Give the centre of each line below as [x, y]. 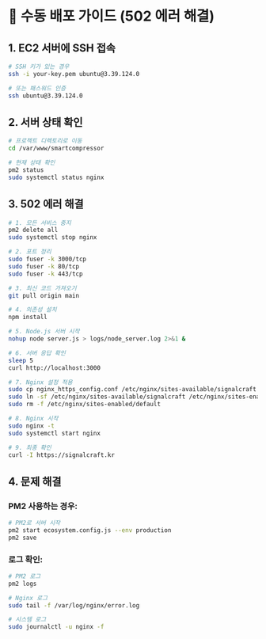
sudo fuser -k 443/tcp [46, 274]
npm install [28, 318]
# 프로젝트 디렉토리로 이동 [45, 141]
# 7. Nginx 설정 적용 [40, 382]
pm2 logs [23, 584]
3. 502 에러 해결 [46, 204]
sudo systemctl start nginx [55, 433]
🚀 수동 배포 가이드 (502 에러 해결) [112, 16]
